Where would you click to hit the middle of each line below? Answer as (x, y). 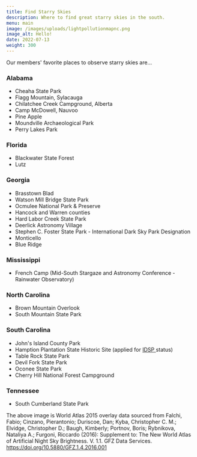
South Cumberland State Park (52, 403)
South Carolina (29, 330)
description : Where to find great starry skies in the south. (86, 17)
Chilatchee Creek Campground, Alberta (64, 104)
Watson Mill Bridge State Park (52, 200)
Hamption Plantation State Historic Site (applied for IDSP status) (94, 349)
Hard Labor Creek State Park (50, 219)
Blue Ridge (28, 244)
